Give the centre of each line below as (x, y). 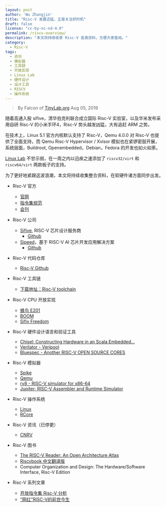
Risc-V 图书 (24, 445)
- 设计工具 (20, 84)
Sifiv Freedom (34, 321)
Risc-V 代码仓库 (29, 258)
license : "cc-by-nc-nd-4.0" (35, 29)
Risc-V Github (34, 268)
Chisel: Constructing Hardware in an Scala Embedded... (77, 342)
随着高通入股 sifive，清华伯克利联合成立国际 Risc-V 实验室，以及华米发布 (81, 118)
